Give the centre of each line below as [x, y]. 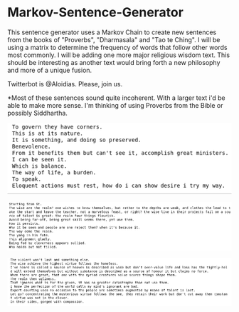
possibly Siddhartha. [37, 113]
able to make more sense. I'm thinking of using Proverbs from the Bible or [115, 105]
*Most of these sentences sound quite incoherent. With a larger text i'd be [116, 98]
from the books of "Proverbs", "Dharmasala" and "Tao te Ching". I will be [114, 39]
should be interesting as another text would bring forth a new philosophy [114, 62]
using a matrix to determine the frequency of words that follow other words [117, 47]
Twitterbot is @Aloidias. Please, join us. [65, 84]
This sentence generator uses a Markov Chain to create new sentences [112, 32]
